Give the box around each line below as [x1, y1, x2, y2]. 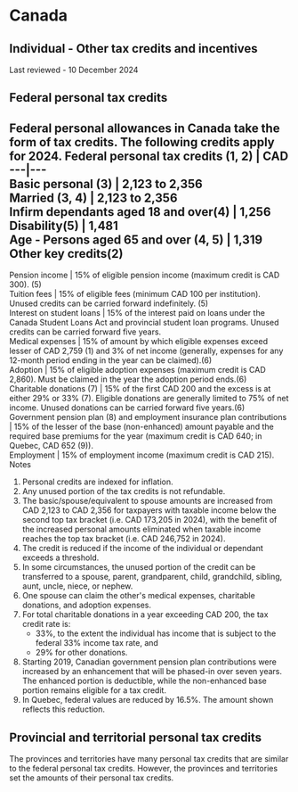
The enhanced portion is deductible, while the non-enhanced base [21, 675, 267, 687]
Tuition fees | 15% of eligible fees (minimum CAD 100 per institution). [9, 289, 261, 300]
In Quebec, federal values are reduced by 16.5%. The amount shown [21, 695, 274, 705]
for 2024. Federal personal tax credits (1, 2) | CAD [9, 148, 289, 163]
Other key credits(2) [9, 246, 124, 261]
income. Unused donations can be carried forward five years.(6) [9, 402, 246, 413]
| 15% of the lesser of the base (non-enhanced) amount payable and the [9, 421, 274, 433]
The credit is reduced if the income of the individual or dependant [21, 543, 264, 554]
